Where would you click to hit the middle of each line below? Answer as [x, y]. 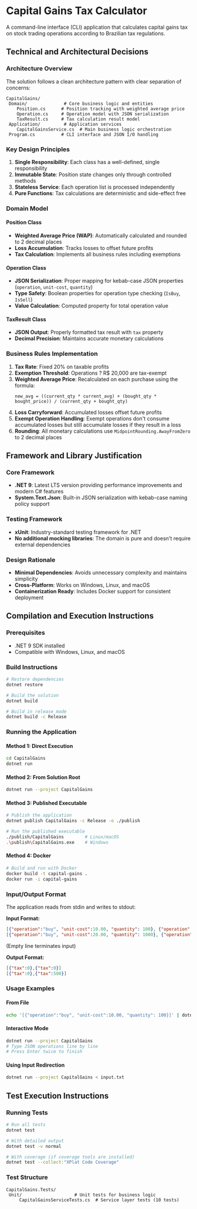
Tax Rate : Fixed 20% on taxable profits [62, 366]
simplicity [26, 579]
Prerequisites [26, 633]
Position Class [24, 222]
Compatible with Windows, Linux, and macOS [69, 652]
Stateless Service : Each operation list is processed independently [94, 187]
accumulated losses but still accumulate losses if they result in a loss [98, 425]
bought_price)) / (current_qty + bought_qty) [71, 401]
